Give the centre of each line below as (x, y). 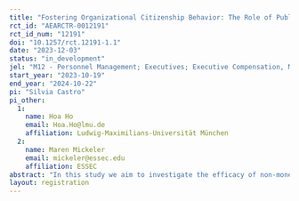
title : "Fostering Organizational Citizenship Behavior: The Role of (141, 17)
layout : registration (49, 183)
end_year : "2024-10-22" (53, 84)
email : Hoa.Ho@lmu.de (65, 125)
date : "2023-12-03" (45, 51)
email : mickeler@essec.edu (75, 158)
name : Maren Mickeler (65, 149)
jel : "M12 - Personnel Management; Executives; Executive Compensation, (147, 68)
